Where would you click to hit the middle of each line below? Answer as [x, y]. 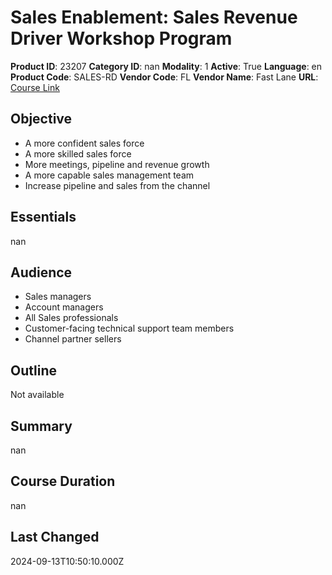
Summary [41, 426]
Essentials [43, 217]
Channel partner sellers [73, 339]
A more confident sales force [84, 143]
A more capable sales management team [109, 175]
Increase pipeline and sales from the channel [117, 185]
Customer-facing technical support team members [129, 328]
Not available [37, 395]
